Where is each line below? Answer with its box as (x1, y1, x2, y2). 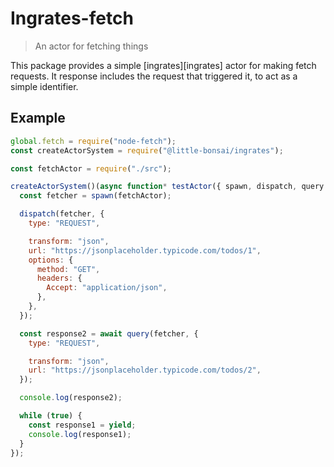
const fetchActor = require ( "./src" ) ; (10, 163, 172, 174)
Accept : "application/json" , (46, 283, 168, 293)
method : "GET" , (36, 264, 101, 274)
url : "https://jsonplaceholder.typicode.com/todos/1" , (28, 245, 262, 256)
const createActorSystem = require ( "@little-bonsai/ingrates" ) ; (10, 145, 284, 156)
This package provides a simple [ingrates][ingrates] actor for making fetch (10, 59, 317, 71)
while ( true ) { (19, 411, 83, 421)
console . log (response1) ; (28, 429, 132, 439)
